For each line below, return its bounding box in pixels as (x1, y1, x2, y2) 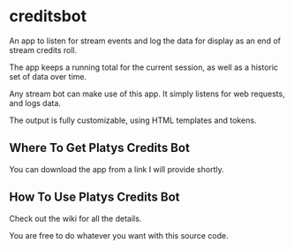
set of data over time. (9, 71, 87, 81)
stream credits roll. (9, 44, 78, 55)
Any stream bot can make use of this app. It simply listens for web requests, (9, 88, 285, 99)
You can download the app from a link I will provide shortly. (9, 163, 224, 174)
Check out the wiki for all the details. (9, 213, 142, 223)
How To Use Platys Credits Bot (9, 190, 180, 205)
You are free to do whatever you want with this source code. (9, 230, 229, 240)
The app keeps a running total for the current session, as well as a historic (9, 62, 279, 72)
